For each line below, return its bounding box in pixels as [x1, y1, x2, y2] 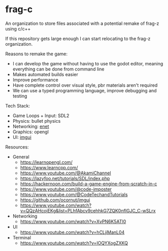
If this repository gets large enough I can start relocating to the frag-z [5, 35, 151, 42]
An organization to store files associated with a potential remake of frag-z [5, 20, 159, 26]
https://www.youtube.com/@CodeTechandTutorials [20, 191, 128, 197]
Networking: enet [12, 123, 49, 129]
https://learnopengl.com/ [20, 159, 73, 165]
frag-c [5, 4, 33, 15]
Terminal [12, 234, 31, 240]
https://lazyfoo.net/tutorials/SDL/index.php [20, 175, 110, 181]
